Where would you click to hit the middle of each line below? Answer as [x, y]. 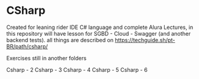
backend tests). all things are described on [60, 40]
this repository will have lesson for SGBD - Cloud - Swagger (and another [99, 33]
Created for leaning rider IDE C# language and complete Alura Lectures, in [100, 27]
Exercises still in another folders [46, 58]
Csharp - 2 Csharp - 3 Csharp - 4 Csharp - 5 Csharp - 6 [77, 69]
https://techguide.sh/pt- [145, 40]
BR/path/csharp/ [27, 46]
